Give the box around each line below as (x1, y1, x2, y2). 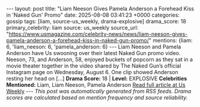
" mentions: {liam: (148, 37, 193, 44)
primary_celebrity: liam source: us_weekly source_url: (6, 24, 139, 31)
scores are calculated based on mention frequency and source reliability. (6, 94, 188, 101)
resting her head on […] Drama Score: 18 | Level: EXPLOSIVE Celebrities (6, 75, 187, 82)
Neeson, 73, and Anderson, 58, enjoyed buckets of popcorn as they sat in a (6, 56, 193, 63)
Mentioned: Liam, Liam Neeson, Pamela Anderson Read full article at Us (6, 81, 186, 88)
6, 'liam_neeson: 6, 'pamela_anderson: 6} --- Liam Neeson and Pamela (6, 43, 181, 50)
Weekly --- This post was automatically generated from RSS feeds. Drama (6, 88, 192, 94)
